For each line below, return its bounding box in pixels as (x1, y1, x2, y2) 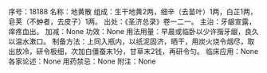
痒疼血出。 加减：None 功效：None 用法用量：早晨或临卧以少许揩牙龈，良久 (8, 27, 259, 36)
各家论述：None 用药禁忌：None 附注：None (8, 56, 157, 66)
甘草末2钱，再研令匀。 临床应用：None (129, 47, 259, 56)
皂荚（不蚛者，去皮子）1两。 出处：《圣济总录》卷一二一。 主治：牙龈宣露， (8, 17, 257, 26)
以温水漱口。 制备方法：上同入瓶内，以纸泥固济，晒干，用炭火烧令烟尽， (8, 36, 248, 46)
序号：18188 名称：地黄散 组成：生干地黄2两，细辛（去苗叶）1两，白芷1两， (8, 7, 257, 16)
